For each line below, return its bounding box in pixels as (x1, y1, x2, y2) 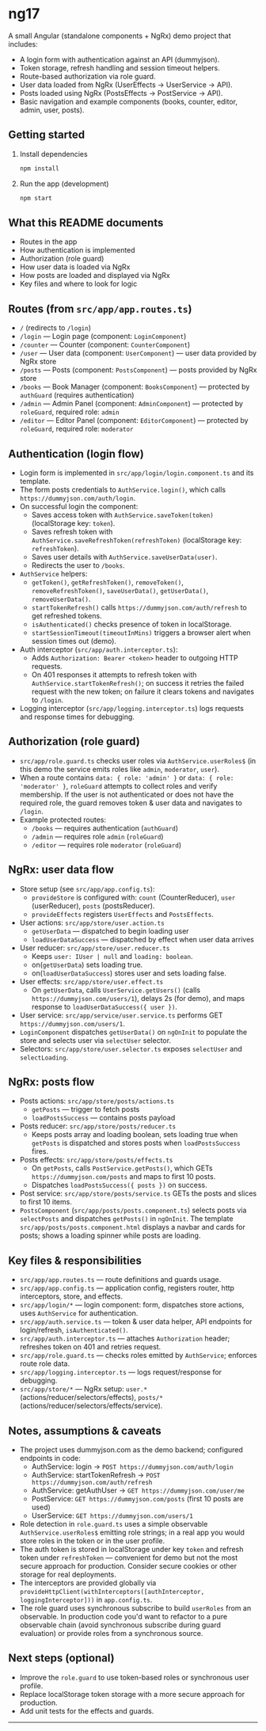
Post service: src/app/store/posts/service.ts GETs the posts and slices (19, 1189, 257, 1198)
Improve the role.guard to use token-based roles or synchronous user (19, 1672, 249, 1682)
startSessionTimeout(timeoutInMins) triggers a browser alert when (31, 627, 251, 637)
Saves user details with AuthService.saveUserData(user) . (31, 552, 218, 561)
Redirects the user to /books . (31, 560, 125, 570)
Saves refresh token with (31, 527, 113, 536)
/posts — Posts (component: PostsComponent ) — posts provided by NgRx (19, 365, 257, 375)
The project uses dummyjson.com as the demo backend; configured (19, 1445, 244, 1454)
